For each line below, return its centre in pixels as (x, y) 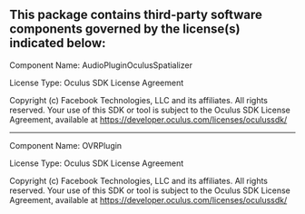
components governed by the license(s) (125, 29)
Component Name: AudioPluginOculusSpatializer (101, 65)
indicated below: (58, 43)
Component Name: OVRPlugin (66, 145)
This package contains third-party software (136, 15)
